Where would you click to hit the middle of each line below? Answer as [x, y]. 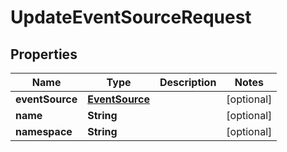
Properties [44, 54]
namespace [44, 131]
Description [188, 82]
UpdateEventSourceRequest [131, 17]
